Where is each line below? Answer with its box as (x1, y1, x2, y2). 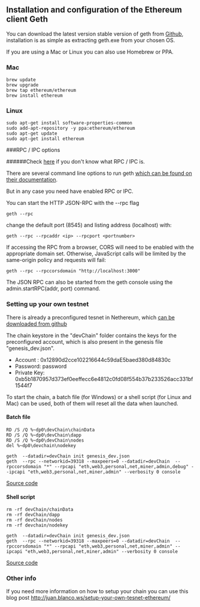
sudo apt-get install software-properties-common (6, 120, 133, 126)
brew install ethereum (6, 93, 63, 99)
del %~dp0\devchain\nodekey (6, 442, 77, 448)
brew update (6, 77, 36, 83)
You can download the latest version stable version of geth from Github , (6, 30, 184, 37)
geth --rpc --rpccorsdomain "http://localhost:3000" (6, 268, 141, 274)
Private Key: (14, 369, 45, 376)
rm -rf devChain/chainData (6, 507, 74, 513)
